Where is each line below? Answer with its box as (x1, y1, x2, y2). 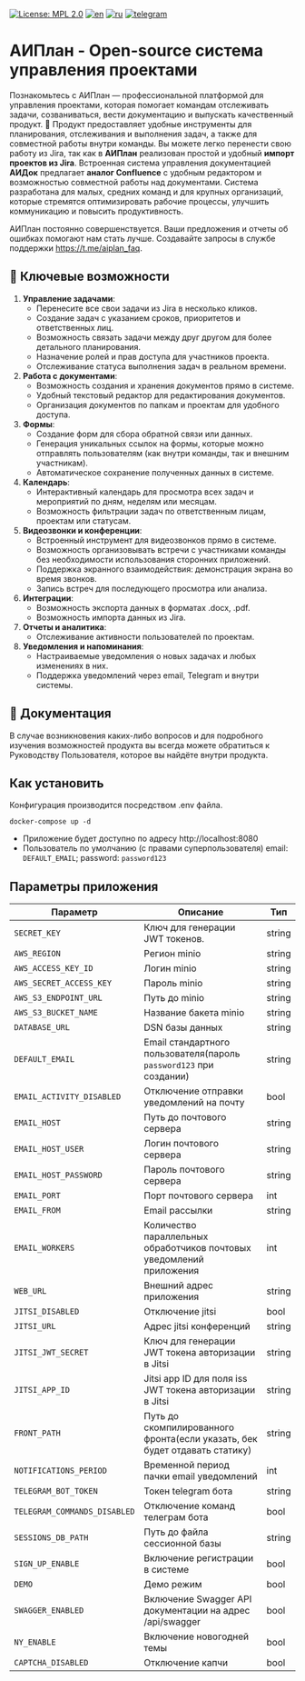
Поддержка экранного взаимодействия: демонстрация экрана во (35, 564, 293, 575)
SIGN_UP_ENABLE (14, 1559, 80, 1569)
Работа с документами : (22, 370, 118, 381)
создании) (143, 1070, 190, 1083)
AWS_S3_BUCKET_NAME (14, 1007, 98, 1018)
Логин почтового (143, 1137, 220, 1150)
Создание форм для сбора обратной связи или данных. (35, 428, 253, 439)
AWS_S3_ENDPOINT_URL (14, 993, 103, 1004)
